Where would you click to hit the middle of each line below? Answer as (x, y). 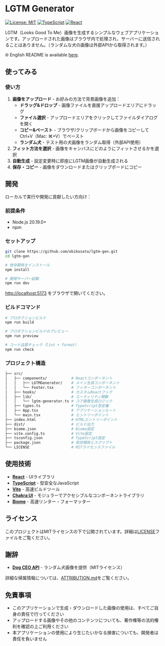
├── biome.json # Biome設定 (50, 429)
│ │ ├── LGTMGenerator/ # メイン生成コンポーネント (62, 383)
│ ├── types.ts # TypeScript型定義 (57, 406)
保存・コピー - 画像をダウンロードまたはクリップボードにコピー (77, 167)
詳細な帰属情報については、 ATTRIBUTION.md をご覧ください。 (68, 578)
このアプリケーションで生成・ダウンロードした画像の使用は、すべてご (83, 608)
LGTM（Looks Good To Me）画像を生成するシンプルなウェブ (67, 32)
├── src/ (14, 374)
